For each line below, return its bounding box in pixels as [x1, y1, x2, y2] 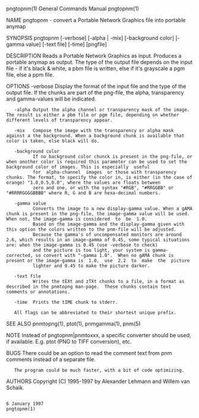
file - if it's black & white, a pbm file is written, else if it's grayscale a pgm [6, 65, 185, 72]
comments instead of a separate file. [6, 356, 96, 363]
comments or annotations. [6, 289, 70, 295]
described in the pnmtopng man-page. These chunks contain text [6, 284, 171, 290]
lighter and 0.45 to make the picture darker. [32, 263, 150, 269]
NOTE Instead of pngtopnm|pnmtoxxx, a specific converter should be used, [6, 332, 191, 338]
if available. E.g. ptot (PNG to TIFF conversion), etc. [6, 338, 132, 345]
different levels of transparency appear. [6, 117, 113, 123]
